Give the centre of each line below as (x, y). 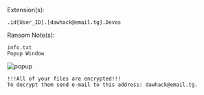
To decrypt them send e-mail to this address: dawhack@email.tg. (102, 85)
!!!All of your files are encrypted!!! (64, 79)
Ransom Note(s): (31, 35)
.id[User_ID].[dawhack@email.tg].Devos (64, 23)
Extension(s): (26, 10)
